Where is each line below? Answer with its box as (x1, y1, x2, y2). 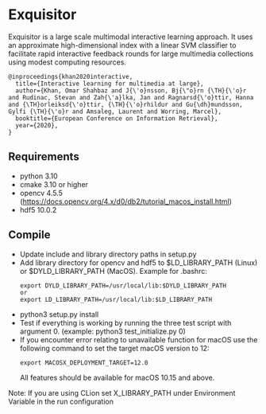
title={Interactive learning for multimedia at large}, (15, 80, 204, 88)
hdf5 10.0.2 (19, 205, 57, 214)
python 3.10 (19, 171, 58, 181)
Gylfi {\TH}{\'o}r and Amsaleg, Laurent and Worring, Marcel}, (8, 107, 222, 115)
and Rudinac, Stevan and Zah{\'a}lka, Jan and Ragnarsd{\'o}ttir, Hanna (8, 93, 254, 101)
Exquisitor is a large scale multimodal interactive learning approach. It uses (8, 32, 253, 41)
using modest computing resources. (8, 57, 127, 67)
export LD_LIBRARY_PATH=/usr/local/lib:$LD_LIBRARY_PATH (19, 295, 213, 303)
